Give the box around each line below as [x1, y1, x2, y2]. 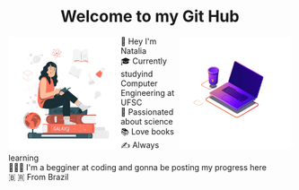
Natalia [120, 45, 147, 56]
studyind [120, 68, 154, 79]
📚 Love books [120, 125, 174, 136]
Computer [120, 78, 158, 89]
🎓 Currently [120, 56, 168, 66]
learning [8, 152, 40, 163]
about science [120, 116, 173, 126]
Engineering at [120, 87, 175, 98]
